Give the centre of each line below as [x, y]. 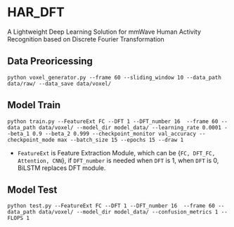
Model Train [34, 105]
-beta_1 [19, 134]
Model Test [32, 189]
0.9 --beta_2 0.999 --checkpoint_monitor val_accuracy [115, 134]
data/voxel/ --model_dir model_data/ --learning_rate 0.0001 [130, 127]
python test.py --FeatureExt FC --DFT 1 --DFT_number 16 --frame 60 [111, 206]
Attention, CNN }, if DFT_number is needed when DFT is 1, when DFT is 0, [118, 160]
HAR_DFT [36, 12]
